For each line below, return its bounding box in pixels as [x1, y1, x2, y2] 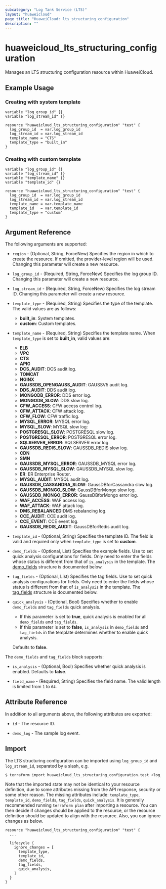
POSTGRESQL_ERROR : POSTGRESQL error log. [19, 434, 117, 440]
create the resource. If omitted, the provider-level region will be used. [12, 256, 154, 262]
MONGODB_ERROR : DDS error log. [19, 392, 91, 398]
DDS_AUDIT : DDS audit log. [19, 387, 77, 393]
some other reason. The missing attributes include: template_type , [5, 792, 140, 798]
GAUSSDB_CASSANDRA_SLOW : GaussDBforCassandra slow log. [19, 481, 154, 487]
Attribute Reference [5, 698, 68, 706]
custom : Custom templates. [19, 320, 77, 327]
